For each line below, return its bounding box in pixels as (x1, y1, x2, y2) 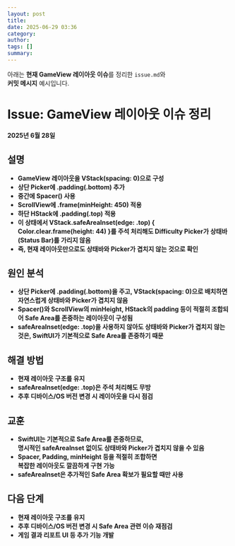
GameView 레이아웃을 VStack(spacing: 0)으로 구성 (17, 174, 164, 182)
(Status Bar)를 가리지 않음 (17, 236, 91, 244)
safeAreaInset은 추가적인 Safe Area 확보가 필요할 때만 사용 (17, 470, 184, 479)
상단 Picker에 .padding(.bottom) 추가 (17, 182, 125, 191)
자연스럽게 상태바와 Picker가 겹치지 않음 (17, 296, 128, 305)
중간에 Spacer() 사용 (17, 192, 76, 200)
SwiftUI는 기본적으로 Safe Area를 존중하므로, (17, 435, 144, 443)
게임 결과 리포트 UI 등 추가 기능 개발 (17, 530, 114, 539)
